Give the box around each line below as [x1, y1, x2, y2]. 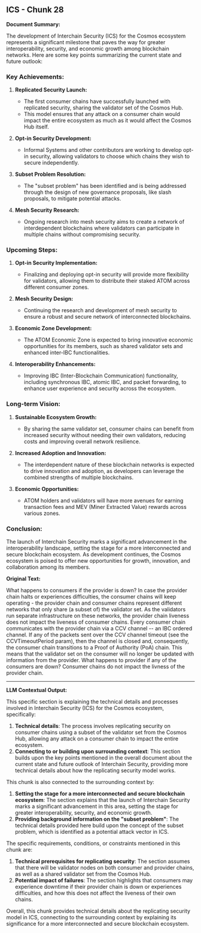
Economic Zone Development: [14, 325, 92, 332]
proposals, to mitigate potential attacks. [23, 195, 121, 202]
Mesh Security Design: [14, 295, 74, 303]
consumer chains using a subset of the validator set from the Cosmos [14, 729, 187, 736]
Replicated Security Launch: [14, 86, 87, 93]
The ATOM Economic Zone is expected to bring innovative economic [23, 336, 193, 343]
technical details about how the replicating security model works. [14, 767, 176, 774]
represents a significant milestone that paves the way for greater [6, 38, 166, 45]
